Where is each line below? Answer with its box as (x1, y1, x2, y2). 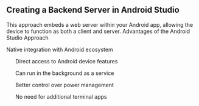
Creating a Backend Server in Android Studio (6, 5, 180, 15)
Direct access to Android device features (15, 57, 118, 65)
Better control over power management (15, 81, 114, 88)
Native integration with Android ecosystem (6, 46, 114, 53)
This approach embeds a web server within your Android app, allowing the (6, 21, 194, 28)
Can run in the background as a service (15, 69, 114, 77)
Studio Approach (6, 34, 49, 41)
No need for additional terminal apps (15, 93, 107, 100)
